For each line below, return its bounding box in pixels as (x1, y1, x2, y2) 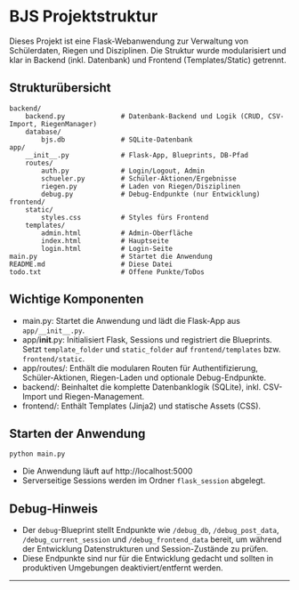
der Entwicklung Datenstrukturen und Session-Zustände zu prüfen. (21, 544, 269, 554)
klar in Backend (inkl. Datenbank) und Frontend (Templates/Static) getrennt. (9, 54, 287, 65)
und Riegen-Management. (48, 391, 145, 401)
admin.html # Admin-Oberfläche (41, 229, 193, 238)
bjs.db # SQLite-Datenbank (41, 135, 193, 144)
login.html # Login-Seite (41, 244, 174, 253)
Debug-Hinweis (9, 501, 99, 516)
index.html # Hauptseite (41, 236, 169, 246)
